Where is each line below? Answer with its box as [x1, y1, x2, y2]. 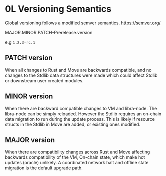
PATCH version [5, 54, 53, 62]
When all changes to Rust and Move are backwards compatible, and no [5, 67, 152, 73]
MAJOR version [5, 136, 55, 144]
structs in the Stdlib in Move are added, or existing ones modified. [5, 121, 141, 127]
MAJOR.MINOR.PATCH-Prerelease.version [5, 29, 93, 35]
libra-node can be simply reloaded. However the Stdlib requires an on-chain [5, 111, 162, 117]
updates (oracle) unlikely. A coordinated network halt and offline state [5, 160, 149, 166]
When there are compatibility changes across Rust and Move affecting [5, 149, 150, 155]
